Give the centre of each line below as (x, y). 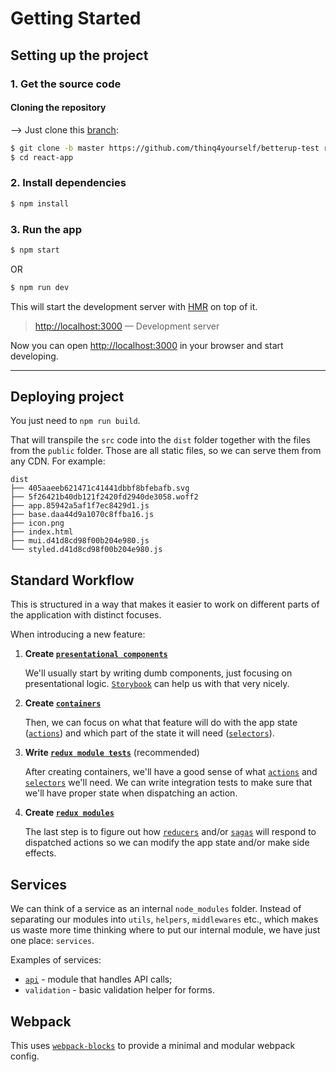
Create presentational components (96, 654)
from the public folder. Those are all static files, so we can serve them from (166, 451)
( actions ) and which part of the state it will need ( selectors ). (149, 733)
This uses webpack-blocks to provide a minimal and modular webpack (153, 1045)
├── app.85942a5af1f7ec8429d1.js (80, 506)
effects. (40, 853)
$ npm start (35, 250)
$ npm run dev (40, 287)
